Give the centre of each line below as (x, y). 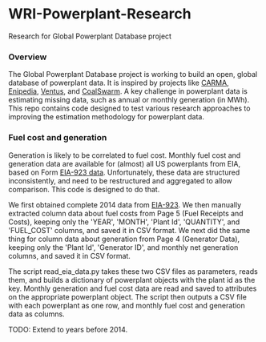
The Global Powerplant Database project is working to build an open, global (133, 74)
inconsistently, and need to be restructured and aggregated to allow (120, 180)
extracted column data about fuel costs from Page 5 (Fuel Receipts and (126, 213)
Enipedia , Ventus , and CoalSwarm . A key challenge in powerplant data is (128, 91)
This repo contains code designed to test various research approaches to (129, 108)
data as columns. (37, 314)
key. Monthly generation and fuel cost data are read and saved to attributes (133, 288)
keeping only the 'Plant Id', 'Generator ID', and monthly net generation (123, 247)
